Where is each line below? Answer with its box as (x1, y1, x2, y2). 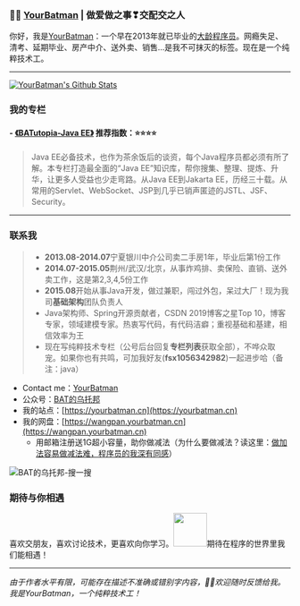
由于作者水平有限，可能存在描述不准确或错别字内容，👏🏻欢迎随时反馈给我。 (9, 576, 286, 588)
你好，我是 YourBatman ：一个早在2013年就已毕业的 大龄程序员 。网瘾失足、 (9, 30, 284, 42)
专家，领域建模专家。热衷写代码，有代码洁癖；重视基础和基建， (44, 319, 279, 329)
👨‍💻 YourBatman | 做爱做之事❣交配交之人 (9, 8, 186, 21)
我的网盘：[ (21, 415, 65, 427)
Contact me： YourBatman (21, 382, 119, 393)
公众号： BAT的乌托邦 (21, 393, 101, 405)
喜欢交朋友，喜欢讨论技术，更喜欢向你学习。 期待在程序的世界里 (9, 538, 278, 549)
